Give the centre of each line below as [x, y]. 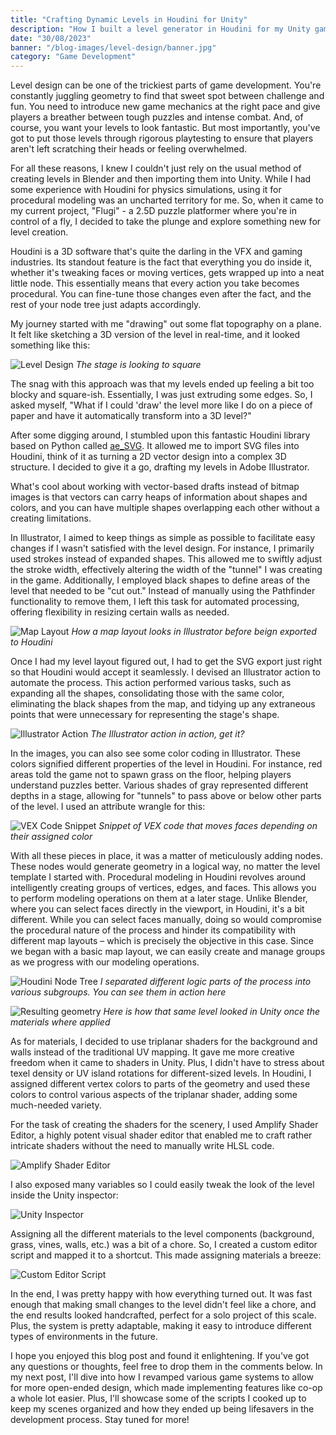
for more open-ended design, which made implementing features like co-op [166, 1388]
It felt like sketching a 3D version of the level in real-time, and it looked [155, 335]
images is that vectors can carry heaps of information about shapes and [159, 497]
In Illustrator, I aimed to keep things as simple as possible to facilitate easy [163, 538]
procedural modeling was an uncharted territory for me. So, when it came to [167, 200]
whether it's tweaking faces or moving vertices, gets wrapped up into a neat [167, 273]
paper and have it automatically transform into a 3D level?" [131, 416]
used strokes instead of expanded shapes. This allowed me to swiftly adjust [166, 559]
